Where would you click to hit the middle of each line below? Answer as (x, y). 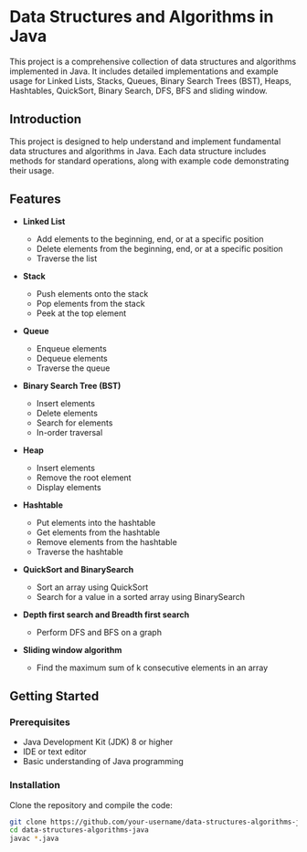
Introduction (46, 119)
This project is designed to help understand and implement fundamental (145, 141)
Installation (35, 785)
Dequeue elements (72, 358)
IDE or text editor (54, 752)
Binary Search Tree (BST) (72, 385)
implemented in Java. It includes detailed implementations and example (144, 71)
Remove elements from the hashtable (107, 542)
